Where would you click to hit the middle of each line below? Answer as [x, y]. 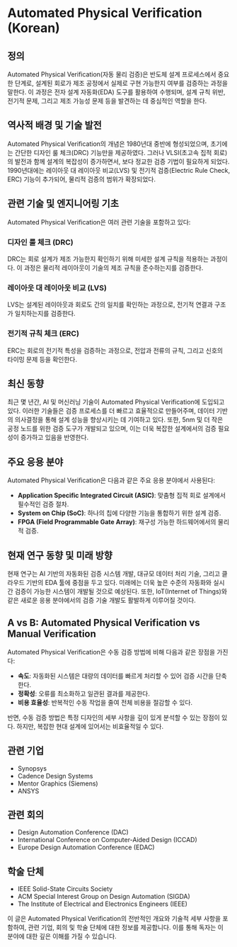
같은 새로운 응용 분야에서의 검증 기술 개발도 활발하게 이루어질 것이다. [102, 600]
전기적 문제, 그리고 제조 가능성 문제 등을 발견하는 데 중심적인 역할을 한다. [107, 101]
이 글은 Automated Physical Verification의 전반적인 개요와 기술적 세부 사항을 [114, 919]
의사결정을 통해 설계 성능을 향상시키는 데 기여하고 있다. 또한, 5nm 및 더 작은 [119, 420]
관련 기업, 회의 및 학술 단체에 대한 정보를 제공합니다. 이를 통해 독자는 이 [126, 928]
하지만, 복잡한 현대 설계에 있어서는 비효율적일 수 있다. [90, 726]
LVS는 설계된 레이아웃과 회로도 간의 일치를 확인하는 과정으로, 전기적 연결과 [110, 305]
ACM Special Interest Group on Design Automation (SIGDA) [104, 897]
